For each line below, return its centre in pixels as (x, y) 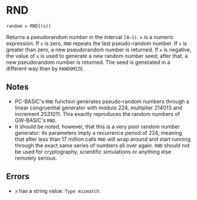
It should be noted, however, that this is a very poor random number (97, 126)
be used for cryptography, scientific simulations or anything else (93, 151)
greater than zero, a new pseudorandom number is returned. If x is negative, (99, 49)
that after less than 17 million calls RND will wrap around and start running (103, 139)
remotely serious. (36, 158)
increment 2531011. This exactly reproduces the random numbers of (97, 114)
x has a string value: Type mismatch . (58, 191)
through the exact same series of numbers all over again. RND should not (102, 145)
